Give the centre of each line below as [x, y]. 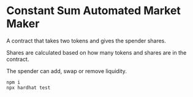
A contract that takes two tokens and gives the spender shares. [86, 41]
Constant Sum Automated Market [93, 11]
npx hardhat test [28, 87]
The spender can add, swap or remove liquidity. [67, 71]
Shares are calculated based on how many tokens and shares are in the [96, 52]
